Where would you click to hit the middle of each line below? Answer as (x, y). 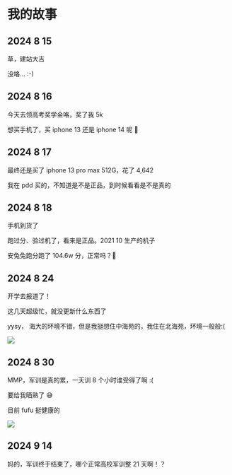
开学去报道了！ (29, 296)
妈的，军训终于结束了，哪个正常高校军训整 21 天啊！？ (87, 464)
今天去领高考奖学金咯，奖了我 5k (55, 115)
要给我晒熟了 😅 (30, 395)
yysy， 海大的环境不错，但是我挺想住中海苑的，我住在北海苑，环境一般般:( (116, 327)
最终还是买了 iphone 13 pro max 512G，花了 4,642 (81, 170)
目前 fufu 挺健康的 (34, 410)
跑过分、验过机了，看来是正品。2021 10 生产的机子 (81, 240)
